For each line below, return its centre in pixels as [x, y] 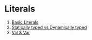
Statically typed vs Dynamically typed [49, 27]
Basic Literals [25, 22]
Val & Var [21, 32]
